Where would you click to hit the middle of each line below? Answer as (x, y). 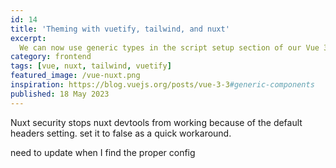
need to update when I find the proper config (103, 152)
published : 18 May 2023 (60, 94)
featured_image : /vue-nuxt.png (75, 76)
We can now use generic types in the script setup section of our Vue (169, 47)
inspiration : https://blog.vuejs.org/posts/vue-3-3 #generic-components (162, 85)
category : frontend (51, 57)
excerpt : (28, 38)
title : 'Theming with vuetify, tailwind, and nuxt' (120, 29)
